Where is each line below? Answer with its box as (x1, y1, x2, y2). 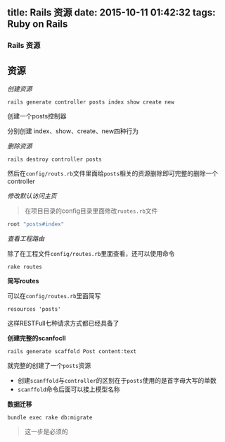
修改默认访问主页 (7, 192, 57, 200)
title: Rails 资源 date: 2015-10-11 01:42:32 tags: (7, 6, 216, 19)
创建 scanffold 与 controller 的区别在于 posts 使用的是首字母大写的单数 (17, 376, 217, 384)
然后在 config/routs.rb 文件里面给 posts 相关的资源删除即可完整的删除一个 (7, 169, 219, 178)
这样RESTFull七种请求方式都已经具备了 (7, 319, 120, 327)
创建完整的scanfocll (7, 334, 66, 342)
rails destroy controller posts (7, 156, 102, 164)
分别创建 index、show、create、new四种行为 (7, 127, 139, 135)
